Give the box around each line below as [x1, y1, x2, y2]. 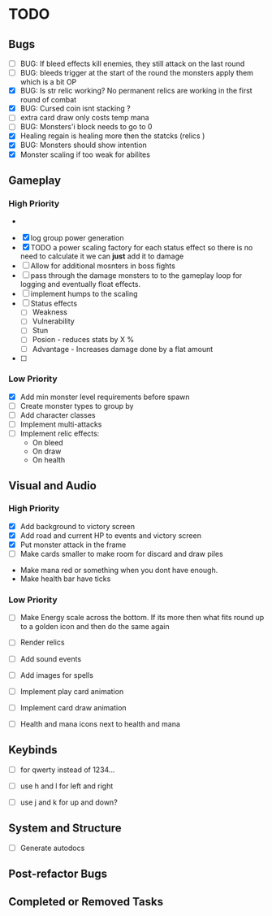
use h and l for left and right [19, 781, 114, 791]
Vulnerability [32, 316, 75, 326]
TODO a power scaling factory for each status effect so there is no [30, 243, 253, 253]
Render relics [19, 637, 65, 647]
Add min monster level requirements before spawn [19, 392, 190, 402]
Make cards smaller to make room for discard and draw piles [19, 549, 223, 559]
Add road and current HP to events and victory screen [19, 530, 201, 540]
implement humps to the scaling [30, 289, 138, 299]
